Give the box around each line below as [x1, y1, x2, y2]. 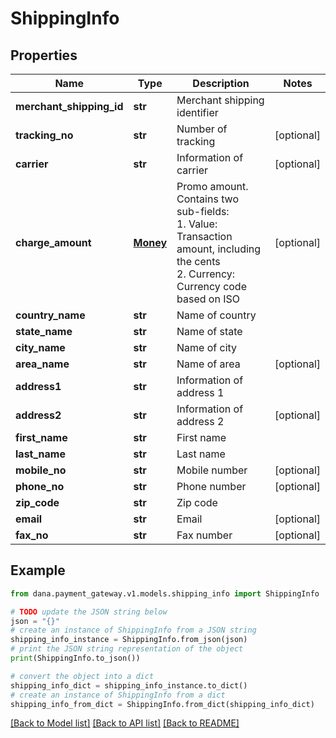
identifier [176, 106, 219, 119]
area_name [15, 357, 70, 371]
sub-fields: [176, 205, 230, 218]
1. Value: [176, 217, 218, 231]
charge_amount [15, 236, 92, 249]
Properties [10, 47, 78, 64]
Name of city [176, 341, 238, 354]
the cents [176, 255, 221, 268]
